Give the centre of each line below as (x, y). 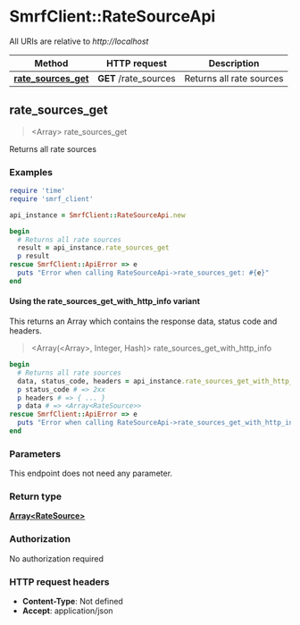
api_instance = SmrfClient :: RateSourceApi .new (97, 215)
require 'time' (37, 191)
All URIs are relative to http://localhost (79, 41)
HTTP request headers (59, 581)
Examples (31, 172)
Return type (36, 496)
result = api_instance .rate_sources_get (93, 248)
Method (51, 63)
